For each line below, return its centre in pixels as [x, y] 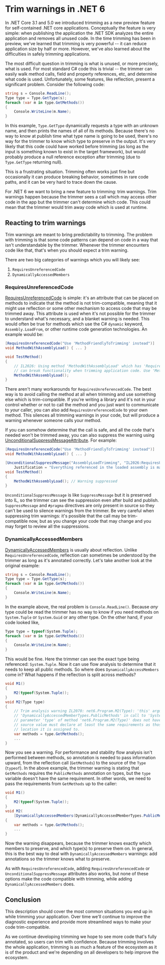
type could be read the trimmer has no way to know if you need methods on [82, 612]
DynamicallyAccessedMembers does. [40, 884]
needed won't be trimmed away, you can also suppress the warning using [80, 435]
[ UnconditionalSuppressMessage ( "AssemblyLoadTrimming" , [63, 463]
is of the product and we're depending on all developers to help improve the [82, 952]
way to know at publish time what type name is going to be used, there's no [82, 136]
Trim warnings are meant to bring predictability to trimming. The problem [79, 235]
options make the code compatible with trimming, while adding [69, 879]
